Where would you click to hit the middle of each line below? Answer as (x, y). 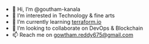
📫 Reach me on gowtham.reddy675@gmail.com (72, 35)
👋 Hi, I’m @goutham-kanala (46, 9)
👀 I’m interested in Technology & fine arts (63, 15)
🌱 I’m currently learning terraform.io (57, 22)
